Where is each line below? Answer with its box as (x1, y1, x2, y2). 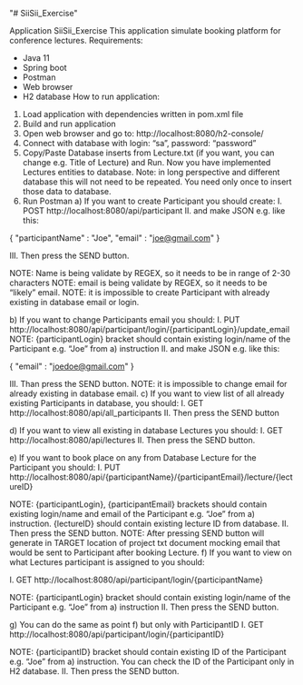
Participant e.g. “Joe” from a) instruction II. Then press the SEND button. (9, 601, 279, 612)
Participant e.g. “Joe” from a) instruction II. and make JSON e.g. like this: (9, 343, 280, 353)
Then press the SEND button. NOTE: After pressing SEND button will (9, 528, 265, 539)
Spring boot (22, 63, 67, 73)
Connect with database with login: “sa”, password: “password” (22, 138, 257, 148)
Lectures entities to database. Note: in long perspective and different (22, 167, 280, 177)
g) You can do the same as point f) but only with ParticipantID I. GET (9, 620, 265, 630)
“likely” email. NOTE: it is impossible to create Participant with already (9, 287, 270, 298)
